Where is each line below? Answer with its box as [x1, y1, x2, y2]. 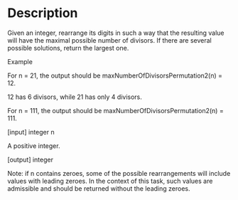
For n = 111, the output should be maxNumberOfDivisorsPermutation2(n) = [7, 106, 224, 115]
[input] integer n [7, 127, 55, 136]
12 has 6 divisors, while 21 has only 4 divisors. [7, 93, 142, 101]
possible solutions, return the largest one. [7, 43, 129, 52]
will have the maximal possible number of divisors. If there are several [7, 36, 212, 44]
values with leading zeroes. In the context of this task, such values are [7, 177, 213, 185]
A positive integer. [7, 141, 60, 150]
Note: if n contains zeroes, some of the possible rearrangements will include [7, 169, 231, 177]
